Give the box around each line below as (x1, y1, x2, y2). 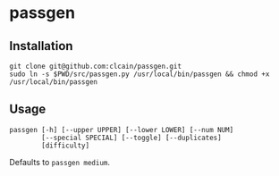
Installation (9, 38, 73, 54)
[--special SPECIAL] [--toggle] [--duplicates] (41, 133, 222, 142)
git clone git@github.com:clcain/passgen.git (9, 62, 182, 71)
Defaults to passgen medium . (9, 156, 110, 167)
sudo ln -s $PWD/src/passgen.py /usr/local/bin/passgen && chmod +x (9, 70, 270, 79)
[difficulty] (41, 141, 90, 150)
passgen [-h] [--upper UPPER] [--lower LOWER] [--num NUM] (9, 125, 234, 134)
